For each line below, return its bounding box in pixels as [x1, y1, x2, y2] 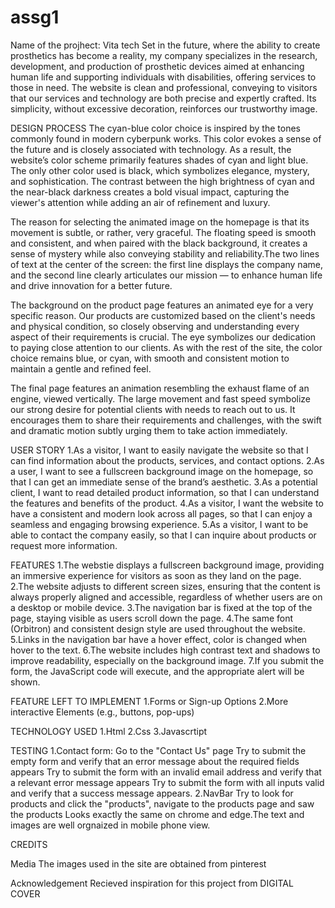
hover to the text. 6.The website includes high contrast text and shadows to [10, 644, 321, 656]
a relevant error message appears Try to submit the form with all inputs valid [10, 776, 325, 788]
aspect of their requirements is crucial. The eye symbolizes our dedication [10, 331, 317, 343]
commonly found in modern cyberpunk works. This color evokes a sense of [10, 132, 322, 145]
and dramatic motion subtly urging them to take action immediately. [10, 424, 288, 436]
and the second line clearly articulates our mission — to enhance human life [10, 269, 323, 281]
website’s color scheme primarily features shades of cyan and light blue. [10, 154, 309, 166]
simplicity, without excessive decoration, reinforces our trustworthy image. [10, 102, 318, 115]
